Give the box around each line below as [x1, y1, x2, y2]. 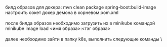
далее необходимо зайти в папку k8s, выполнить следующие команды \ [5, 36, 162, 42]
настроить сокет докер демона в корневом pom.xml [5, 9, 119, 15]
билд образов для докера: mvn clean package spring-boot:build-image [5, 4, 156, 10]
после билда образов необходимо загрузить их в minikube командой [5, 20, 155, 26]
